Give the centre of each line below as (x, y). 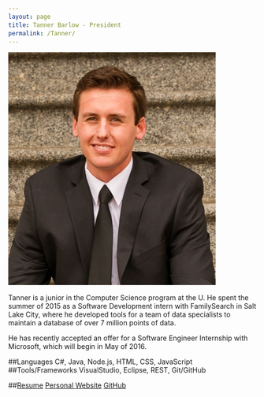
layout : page (30, 17)
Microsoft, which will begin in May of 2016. (78, 347)
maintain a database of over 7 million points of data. (92, 323)
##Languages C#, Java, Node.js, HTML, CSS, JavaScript (100, 362)
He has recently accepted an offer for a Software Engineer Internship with (128, 338)
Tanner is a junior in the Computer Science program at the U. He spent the (128, 298)
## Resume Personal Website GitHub (67, 385)
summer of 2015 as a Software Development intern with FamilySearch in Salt (132, 306)
